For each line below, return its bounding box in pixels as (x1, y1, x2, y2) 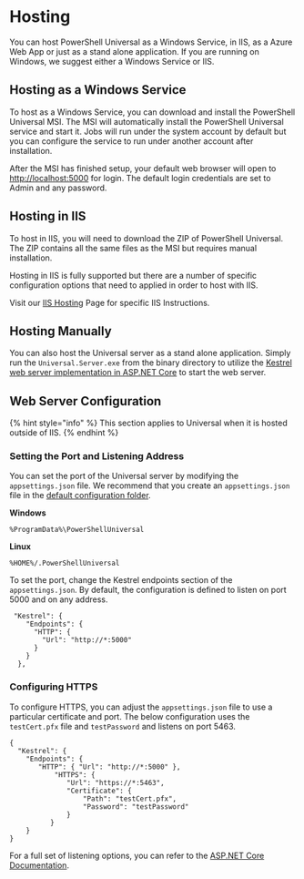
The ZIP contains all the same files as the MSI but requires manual (9, 242, 258, 253)
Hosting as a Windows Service (9, 82, 187, 97)
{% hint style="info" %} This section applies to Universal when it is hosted (9, 417, 289, 429)
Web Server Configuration (9, 394, 162, 409)
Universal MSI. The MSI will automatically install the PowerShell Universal (9, 116, 284, 127)
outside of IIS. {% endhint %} (9, 427, 119, 438)
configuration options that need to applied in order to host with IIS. (9, 280, 258, 291)
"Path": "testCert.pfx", (82, 794, 177, 803)
